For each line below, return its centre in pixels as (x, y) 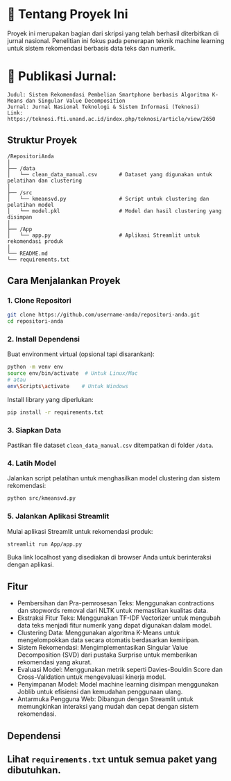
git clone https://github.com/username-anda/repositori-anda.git (103, 315)
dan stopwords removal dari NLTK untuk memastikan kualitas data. (112, 611)
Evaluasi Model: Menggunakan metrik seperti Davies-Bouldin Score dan (120, 670)
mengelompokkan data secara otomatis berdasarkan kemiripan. (108, 640)
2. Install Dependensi (44, 339)
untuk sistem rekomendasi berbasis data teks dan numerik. (92, 48)
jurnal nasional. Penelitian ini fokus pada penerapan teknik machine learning (116, 40)
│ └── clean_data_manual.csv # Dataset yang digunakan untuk (110, 174)
